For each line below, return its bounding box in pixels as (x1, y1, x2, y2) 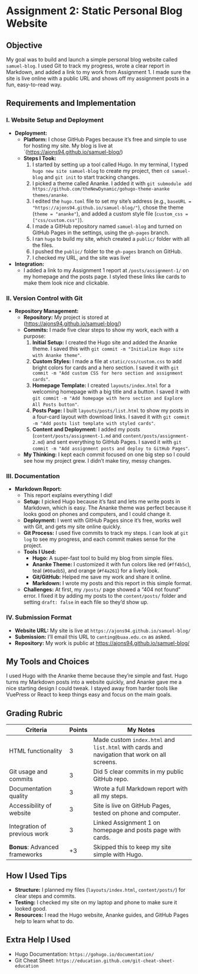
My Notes (127, 726, 155, 734)
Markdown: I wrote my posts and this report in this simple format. (32, 580, 192, 587)
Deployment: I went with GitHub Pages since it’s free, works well (23, 517, 181, 524)
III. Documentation (6, 472, 60, 480)
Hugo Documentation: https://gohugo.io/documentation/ (14, 950, 154, 957)
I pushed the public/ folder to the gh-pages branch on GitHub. (32, 247, 183, 255)
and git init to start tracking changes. (44, 173, 140, 180)
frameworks (9, 850, 42, 859)
